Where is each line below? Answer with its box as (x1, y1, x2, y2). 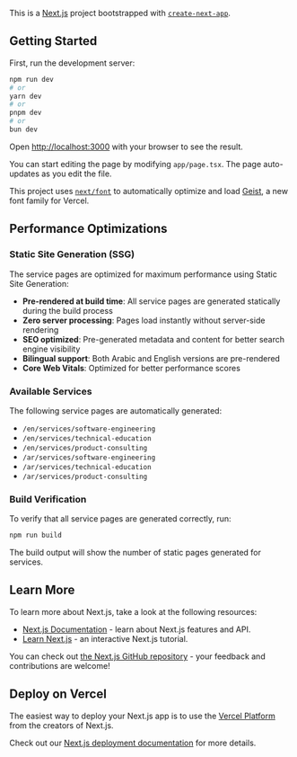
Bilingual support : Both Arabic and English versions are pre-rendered (22, 352, 281, 363)
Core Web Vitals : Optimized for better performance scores (22, 362, 240, 373)
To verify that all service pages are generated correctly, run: (9, 513, 231, 524)
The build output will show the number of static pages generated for (9, 548, 262, 558)
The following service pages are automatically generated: (9, 405, 223, 416)
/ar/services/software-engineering (22, 453, 156, 462)
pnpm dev (9, 108, 42, 118)
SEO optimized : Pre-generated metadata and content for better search (22, 334, 285, 344)
